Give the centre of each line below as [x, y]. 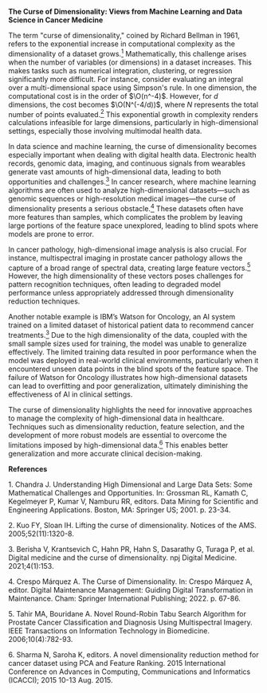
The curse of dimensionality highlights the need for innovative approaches [130, 409]
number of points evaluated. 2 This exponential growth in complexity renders [133, 113]
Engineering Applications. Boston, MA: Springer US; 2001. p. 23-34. [120, 510]
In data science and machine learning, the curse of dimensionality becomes [133, 147]
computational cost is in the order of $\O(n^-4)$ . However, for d [113, 96]
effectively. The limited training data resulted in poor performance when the [132, 352]
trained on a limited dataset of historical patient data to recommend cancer [131, 325]
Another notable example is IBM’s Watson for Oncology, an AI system [122, 317]
